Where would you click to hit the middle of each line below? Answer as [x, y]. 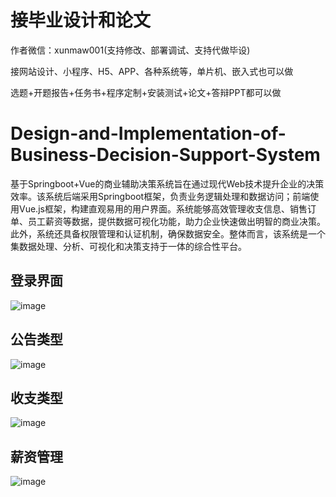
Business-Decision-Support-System [165, 155]
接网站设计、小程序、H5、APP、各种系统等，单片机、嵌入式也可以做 [152, 71]
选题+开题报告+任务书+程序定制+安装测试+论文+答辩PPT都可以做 [146, 92]
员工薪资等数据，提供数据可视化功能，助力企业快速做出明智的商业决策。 [176, 221]
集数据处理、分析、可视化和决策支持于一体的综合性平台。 [128, 246]
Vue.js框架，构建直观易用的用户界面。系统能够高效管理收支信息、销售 [163, 208]
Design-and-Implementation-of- [148, 133]
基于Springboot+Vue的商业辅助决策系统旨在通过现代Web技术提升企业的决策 [167, 183]
